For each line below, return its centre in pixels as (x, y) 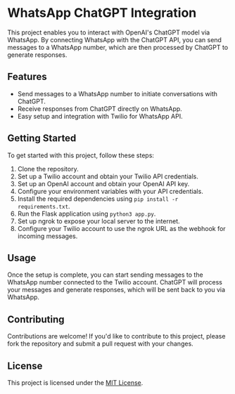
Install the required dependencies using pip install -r (98, 199)
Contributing (36, 319)
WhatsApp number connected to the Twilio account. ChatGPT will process (115, 282)
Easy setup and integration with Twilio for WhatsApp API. (100, 116)
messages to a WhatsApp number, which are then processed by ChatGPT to (118, 47)
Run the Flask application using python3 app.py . (87, 214)
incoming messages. (47, 236)
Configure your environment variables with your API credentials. (110, 191)
